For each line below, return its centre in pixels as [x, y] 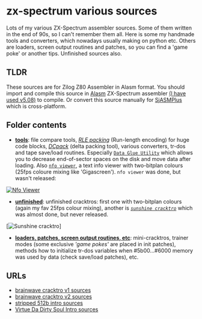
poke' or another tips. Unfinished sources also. [64, 53]
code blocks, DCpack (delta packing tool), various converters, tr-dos [100, 146]
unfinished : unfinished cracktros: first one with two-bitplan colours [98, 201]
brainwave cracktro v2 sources [53, 297]
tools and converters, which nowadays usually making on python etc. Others [101, 40]
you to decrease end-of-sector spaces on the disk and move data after [103, 159]
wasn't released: [35, 178]
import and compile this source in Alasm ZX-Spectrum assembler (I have [96, 93]
